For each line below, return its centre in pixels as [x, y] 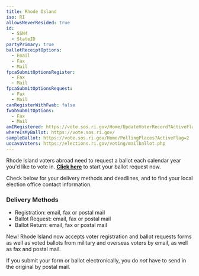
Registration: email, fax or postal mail [60, 212]
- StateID [23, 39]
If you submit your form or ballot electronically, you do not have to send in [96, 260]
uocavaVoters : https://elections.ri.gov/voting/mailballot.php [86, 143]
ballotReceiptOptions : [34, 50]
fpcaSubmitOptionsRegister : [41, 72]
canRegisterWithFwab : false [41, 105]
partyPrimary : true [30, 45]
